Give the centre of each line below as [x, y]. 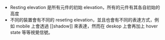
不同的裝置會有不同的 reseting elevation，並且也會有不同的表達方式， [82, 20]
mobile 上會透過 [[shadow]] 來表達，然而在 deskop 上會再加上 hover [87, 26]
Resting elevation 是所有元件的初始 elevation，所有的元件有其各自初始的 [85, 7]
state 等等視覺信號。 [31, 32]
